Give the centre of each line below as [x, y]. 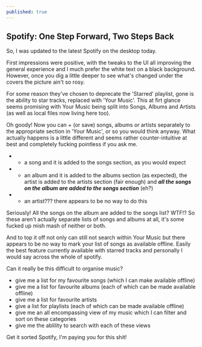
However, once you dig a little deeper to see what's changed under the [95, 76]
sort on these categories [46, 319]
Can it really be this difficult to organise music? [65, 269]
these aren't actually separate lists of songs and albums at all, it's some [95, 220]
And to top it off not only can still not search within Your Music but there [96, 238]
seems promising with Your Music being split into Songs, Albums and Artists [101, 107]
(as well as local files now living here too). [58, 113]
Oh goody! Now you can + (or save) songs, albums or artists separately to [98, 125]
